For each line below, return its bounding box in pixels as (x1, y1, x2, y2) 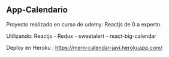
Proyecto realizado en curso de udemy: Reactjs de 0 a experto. (6, 20, 162, 28)
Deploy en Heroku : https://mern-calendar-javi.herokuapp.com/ (6, 44, 163, 51)
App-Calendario (6, 5, 68, 15)
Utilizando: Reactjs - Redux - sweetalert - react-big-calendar (6, 32, 157, 40)
